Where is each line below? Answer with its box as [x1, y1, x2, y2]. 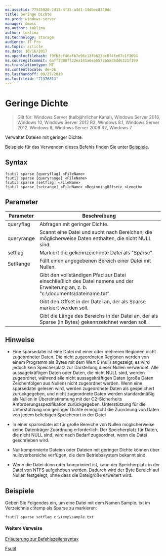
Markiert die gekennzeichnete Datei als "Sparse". [39, 249, 154, 256]
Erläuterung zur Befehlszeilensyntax [5, 536, 79, 542]
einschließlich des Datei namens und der [39, 278, 134, 285]
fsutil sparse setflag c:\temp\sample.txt [5, 514, 94, 519]
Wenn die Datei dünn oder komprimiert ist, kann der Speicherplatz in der [12, 462, 160, 468]
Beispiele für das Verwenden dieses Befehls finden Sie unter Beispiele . [5, 144, 149, 150]
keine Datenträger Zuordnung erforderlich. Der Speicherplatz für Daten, [12, 427, 159, 433]
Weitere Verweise [5, 525, 43, 531]
